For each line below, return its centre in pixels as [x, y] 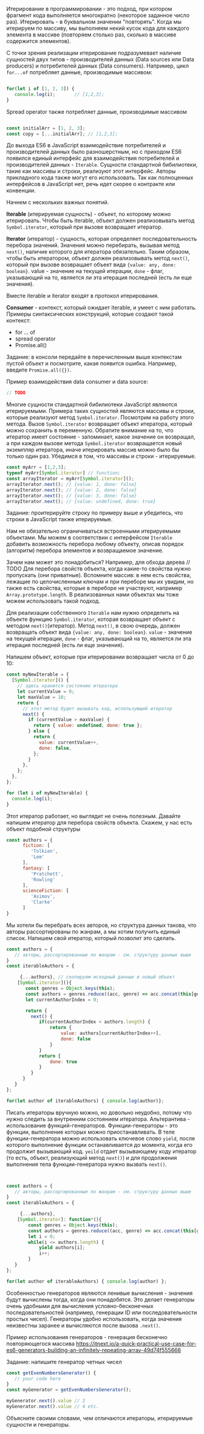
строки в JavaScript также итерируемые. [59, 519]
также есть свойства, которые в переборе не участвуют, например [94, 588]
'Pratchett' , [47, 874]
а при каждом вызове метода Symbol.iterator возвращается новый [94, 443]
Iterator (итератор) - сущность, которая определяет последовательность [102, 239]
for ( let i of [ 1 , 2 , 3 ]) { [40, 89]
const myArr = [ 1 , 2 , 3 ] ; [36, 468]
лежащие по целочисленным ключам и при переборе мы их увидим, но [100, 582]
